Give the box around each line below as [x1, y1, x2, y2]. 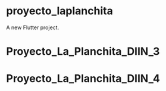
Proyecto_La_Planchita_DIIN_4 [6, 72, 161, 86]
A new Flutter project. [6, 24, 59, 31]
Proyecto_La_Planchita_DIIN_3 [6, 45, 160, 58]
